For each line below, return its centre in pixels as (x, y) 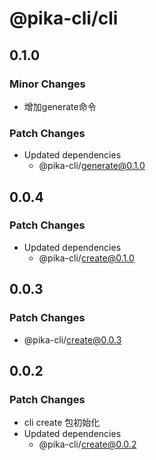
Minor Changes (47, 84)
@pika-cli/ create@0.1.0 (86, 258)
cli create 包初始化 (62, 423)
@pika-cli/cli (64, 18)
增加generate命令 (60, 106)
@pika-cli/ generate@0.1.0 (92, 166)
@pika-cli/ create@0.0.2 (87, 444)
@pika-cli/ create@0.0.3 (72, 339)
